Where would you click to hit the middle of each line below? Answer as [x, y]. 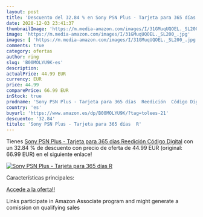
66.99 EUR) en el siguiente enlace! [49, 154]
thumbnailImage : [27, 29]
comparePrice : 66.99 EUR [37, 91]
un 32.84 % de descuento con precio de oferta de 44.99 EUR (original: [95, 148]
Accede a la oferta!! [31, 189]
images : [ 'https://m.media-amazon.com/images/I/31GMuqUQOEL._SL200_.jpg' [102, 40]
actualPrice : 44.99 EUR [36, 74]
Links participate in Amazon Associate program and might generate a [92, 201]
